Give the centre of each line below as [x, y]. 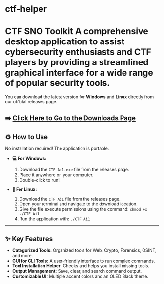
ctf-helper [26, 9]
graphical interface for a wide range [79, 73]
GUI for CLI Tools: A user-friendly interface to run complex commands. [83, 261]
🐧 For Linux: [24, 189]
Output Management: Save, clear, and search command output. [77, 271]
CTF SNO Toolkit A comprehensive [77, 31]
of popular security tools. [58, 83]
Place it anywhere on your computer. [56, 175]
